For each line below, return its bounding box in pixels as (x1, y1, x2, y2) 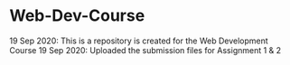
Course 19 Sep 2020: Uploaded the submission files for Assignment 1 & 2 (9, 44, 282, 55)
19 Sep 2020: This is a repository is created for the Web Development (9, 35, 268, 46)
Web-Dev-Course (9, 5, 145, 26)
